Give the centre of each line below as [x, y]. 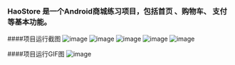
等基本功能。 [30, 21]
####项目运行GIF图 [36, 54]
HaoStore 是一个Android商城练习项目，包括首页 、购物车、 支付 [117, 11]
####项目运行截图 [34, 39]
